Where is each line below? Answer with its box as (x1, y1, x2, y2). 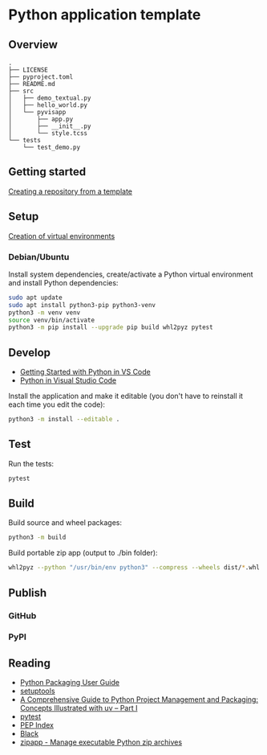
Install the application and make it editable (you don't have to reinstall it (8, 392, 243, 401)
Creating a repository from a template (8, 187, 132, 196)
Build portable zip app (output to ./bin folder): (8, 548, 158, 558)
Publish (8, 585, 47, 600)
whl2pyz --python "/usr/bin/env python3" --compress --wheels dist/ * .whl (8, 564, 261, 572)
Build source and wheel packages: (8, 518, 123, 527)
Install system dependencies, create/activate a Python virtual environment (8, 269, 254, 279)
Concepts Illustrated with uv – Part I (19, 704, 138, 713)
